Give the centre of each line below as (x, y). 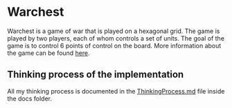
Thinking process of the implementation (96, 75)
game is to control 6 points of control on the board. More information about (114, 45)
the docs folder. (29, 98)
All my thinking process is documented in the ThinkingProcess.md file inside (116, 91)
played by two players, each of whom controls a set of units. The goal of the (116, 38)
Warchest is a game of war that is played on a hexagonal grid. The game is (114, 31)
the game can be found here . (48, 53)
